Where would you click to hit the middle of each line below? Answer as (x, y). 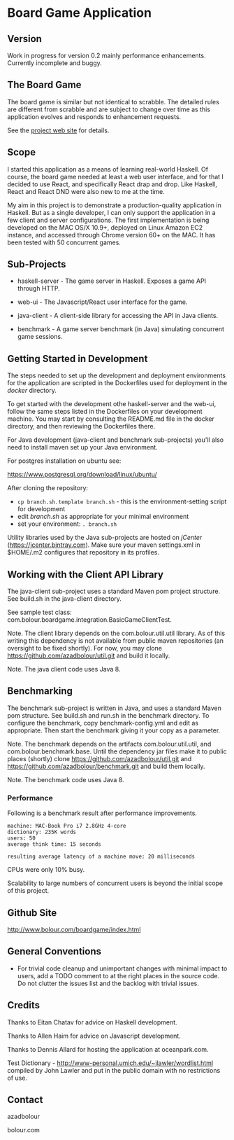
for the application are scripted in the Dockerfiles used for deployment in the (117, 383)
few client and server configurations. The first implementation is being (108, 220)
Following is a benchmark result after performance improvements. (102, 813)
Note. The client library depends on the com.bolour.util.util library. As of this (116, 633)
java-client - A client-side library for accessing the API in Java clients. (118, 316)
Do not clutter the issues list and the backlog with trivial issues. (108, 983)
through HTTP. (39, 289)
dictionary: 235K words (42, 832)
